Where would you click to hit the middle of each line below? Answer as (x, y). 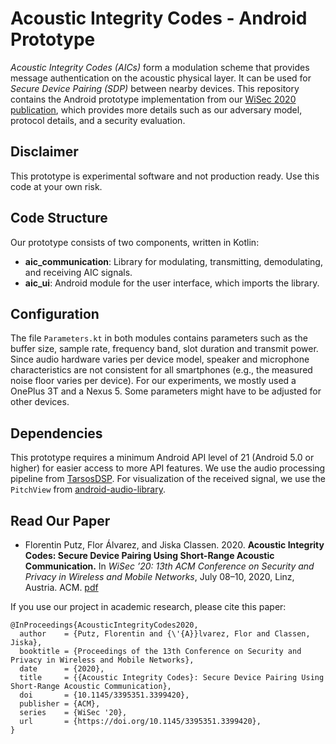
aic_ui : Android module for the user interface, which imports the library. (172, 283)
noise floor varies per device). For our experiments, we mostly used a (153, 381)
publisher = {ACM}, (60, 704)
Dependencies (56, 433)
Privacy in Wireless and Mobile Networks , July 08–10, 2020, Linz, (159, 576)
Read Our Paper (60, 520)
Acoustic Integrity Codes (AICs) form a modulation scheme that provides (160, 67)
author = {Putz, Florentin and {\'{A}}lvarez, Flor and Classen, (165, 634)
